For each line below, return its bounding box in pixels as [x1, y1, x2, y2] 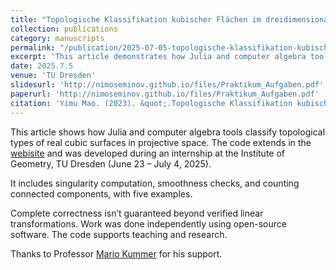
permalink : [10, 42, 56, 53]
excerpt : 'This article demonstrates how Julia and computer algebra [10, 52, 307, 62]
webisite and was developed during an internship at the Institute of [10, 147, 286, 159]
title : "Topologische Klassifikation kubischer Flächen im [10, 14, 262, 25]
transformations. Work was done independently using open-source [10, 217, 287, 230]
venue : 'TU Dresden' [10, 71, 97, 81]
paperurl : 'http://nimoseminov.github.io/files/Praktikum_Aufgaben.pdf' [10, 89, 320, 99]
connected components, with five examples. [10, 187, 193, 200]
